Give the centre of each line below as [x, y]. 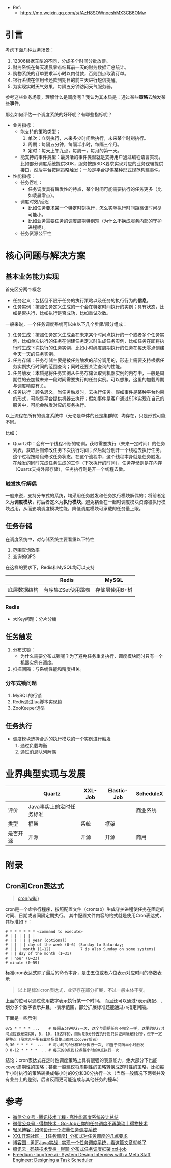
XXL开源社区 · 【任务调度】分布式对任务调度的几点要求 [70, 1136]
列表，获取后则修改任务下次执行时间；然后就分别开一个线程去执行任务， [88, 450]
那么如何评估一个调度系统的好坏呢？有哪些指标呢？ [59, 114]
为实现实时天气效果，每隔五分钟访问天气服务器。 [64, 86]
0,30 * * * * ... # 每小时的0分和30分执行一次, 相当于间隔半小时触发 [75, 1045]
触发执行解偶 [21, 484]
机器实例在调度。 [38, 662]
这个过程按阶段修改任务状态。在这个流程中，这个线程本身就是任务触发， [88, 456]
